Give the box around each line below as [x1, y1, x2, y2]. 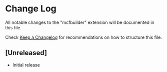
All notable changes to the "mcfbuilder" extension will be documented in [5, 19, 154, 25]
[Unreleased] [5, 49, 47, 57]
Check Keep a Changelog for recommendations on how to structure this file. [5, 34, 162, 40]
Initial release [12, 62, 40, 68]
